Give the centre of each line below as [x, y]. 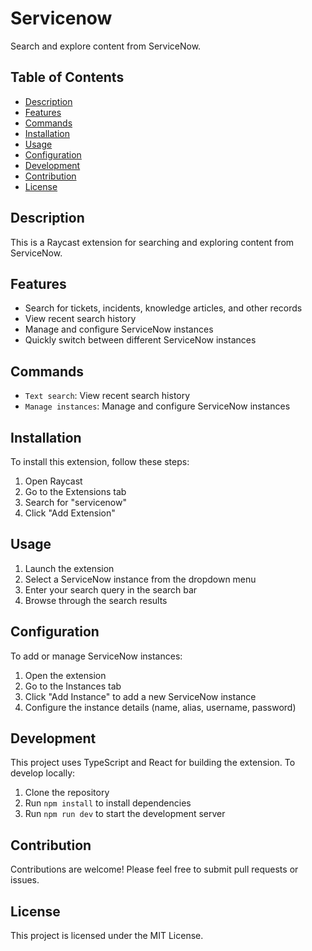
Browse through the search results [96, 600]
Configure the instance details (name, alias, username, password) [160, 707]
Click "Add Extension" [70, 513]
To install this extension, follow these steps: [100, 461]
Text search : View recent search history [107, 396]
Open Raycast [53, 481]
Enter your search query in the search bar [111, 589]
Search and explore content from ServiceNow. [106, 46]
